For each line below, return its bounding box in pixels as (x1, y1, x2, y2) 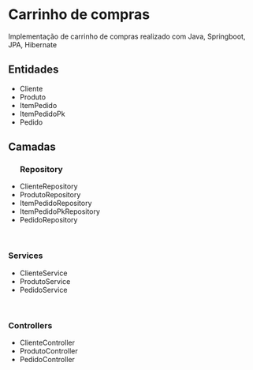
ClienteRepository (19, 181, 78, 191)
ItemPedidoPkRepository (19, 207, 101, 216)
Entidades (8, 63, 59, 77)
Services (8, 250, 43, 261)
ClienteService (19, 268, 68, 278)
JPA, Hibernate (8, 39, 58, 49)
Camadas (8, 140, 57, 154)
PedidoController (19, 355, 75, 364)
